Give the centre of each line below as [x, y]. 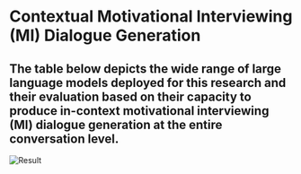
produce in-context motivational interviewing [139, 111]
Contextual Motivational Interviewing [151, 17]
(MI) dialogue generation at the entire [116, 124]
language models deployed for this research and [148, 83]
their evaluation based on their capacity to [130, 96]
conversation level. [64, 139]
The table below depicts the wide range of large [145, 69]
